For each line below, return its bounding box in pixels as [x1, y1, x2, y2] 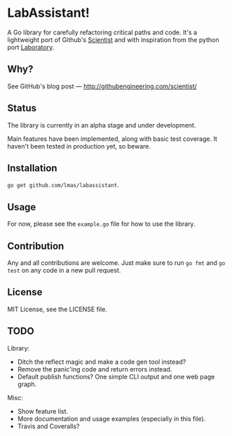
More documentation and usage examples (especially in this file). [17, 414, 206, 423]
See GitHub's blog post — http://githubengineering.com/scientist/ [7, 82, 198, 90]
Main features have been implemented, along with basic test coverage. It [7, 135, 217, 143]
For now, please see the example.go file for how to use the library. [7, 219, 196, 229]
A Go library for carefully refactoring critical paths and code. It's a [7, 28, 198, 36]
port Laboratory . [7, 43, 55, 51]
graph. [17, 380, 37, 388]
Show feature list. [17, 407, 69, 415]
